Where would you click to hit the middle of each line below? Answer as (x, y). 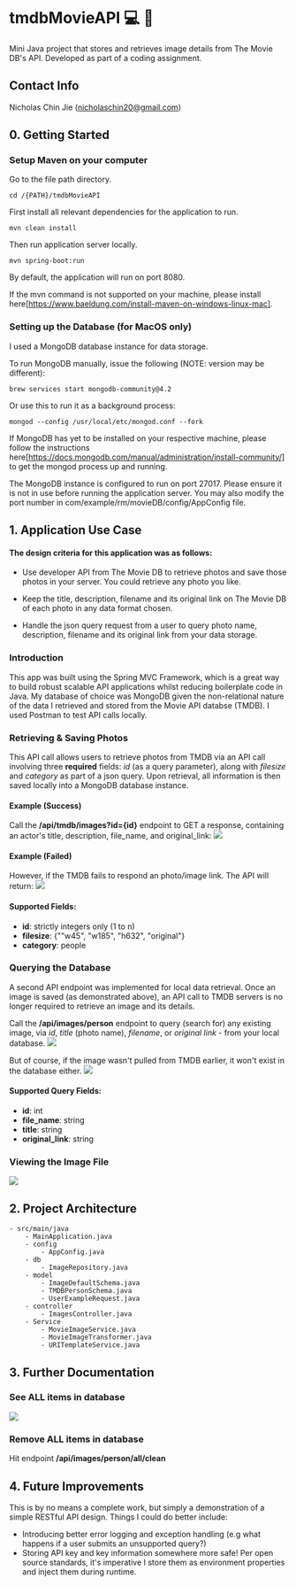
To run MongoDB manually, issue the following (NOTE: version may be (137, 363)
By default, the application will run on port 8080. (97, 277)
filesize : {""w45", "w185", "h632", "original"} (103, 935)
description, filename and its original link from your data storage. (140, 635)
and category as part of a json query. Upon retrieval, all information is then (145, 776)
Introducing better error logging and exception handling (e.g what (141, 1534)
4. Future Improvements (76, 1486)
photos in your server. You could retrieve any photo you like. (131, 582)
